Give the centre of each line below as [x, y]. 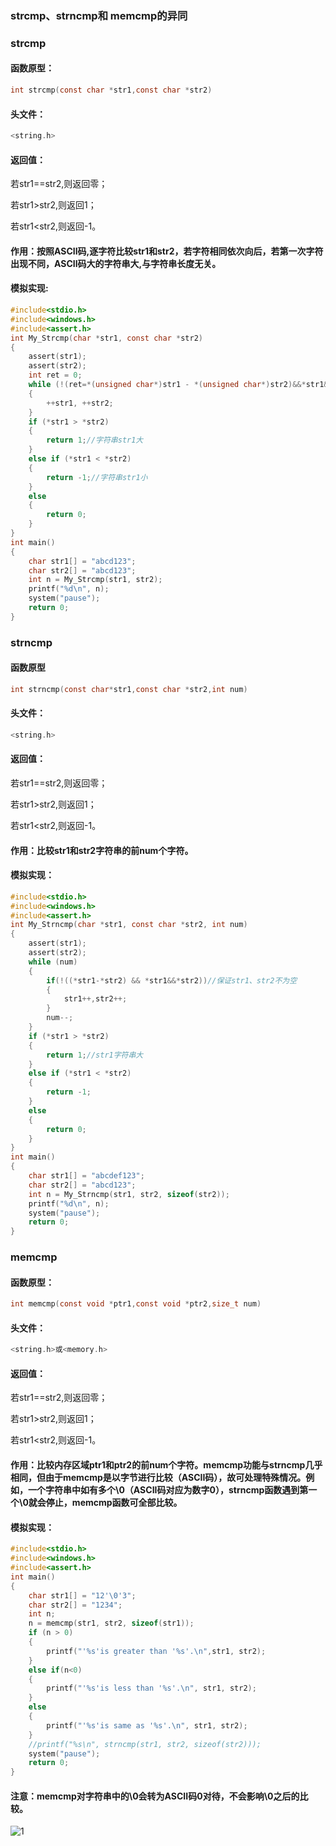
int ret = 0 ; [55, 375]
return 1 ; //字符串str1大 [95, 440]
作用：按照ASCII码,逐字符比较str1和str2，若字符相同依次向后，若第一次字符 [167, 251]
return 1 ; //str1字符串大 [95, 1055]
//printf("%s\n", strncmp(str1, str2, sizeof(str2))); [145, 1744]
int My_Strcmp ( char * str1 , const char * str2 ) [106, 338]
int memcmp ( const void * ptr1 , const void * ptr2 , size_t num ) [136, 1304]
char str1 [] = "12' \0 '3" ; [82, 1595]
